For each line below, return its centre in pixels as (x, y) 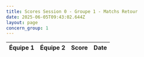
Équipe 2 (53, 48)
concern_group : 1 (27, 28)
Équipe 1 (22, 48)
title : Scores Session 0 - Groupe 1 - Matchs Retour (72, 11)
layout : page (22, 22)
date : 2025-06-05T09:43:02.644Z (46, 17)
